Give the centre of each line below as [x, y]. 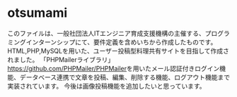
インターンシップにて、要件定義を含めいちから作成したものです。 [121, 42]
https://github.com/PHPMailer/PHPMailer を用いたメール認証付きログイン [114, 68]
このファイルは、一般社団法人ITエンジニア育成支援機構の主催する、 [106, 33]
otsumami [37, 13]
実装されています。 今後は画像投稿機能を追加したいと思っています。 [107, 86]
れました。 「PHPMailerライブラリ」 [61, 59]
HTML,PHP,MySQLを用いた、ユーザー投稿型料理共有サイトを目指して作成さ [118, 51]
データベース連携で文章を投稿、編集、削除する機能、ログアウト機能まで [125, 77]
